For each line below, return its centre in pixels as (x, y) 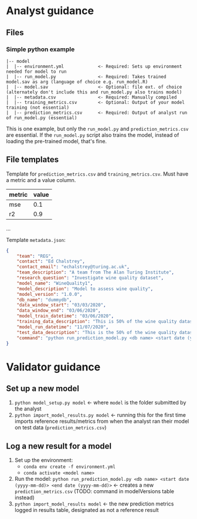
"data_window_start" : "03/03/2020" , (62, 305)
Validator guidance (53, 367)
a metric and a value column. (41, 180)
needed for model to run (36, 72)
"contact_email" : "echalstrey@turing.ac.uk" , (73, 267)
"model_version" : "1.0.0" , (50, 294)
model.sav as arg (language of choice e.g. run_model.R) (77, 82)
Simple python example (40, 49)
